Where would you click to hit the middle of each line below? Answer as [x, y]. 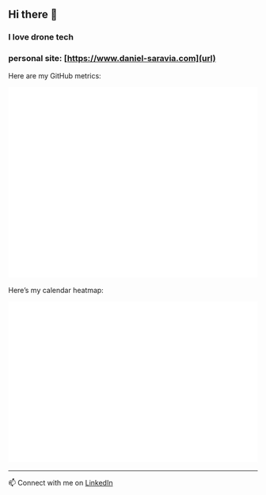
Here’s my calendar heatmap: [56, 290]
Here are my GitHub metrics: [55, 75]
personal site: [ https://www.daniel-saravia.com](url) [112, 59]
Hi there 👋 [33, 15]
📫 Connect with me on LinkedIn [61, 483]
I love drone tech [41, 37]
